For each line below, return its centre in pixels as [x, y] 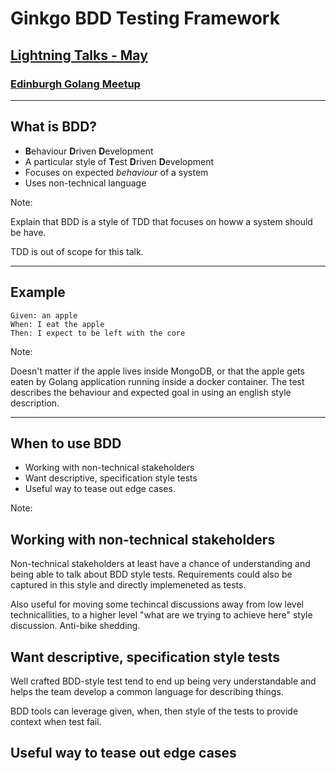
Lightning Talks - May [79, 55]
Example [38, 292]
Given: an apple [44, 315]
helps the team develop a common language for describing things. [147, 691]
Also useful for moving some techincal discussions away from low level [157, 604]
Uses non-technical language [85, 183]
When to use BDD [66, 443]
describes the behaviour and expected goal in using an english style [151, 392]
